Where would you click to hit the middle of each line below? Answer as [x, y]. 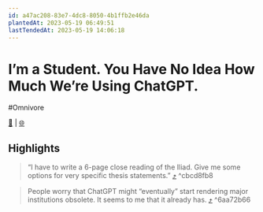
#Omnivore [26, 108]
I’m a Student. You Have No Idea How [131, 69]
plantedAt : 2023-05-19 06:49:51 [61, 23]
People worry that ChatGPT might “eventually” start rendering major [138, 192]
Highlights [34, 148]
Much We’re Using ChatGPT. [104, 86]
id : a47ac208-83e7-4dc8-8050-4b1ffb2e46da [79, 15]
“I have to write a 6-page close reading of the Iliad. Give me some [134, 167]
